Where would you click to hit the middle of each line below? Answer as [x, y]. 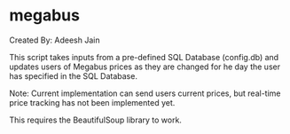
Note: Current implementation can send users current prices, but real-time [145, 93]
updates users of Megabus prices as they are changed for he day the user [145, 67]
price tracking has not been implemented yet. [92, 102]
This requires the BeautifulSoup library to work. [95, 120]
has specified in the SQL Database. [73, 75]
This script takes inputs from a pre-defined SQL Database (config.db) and [144, 57]
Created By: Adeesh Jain [55, 40]
